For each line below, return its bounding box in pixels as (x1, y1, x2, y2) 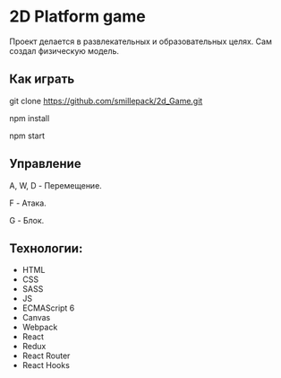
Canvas (21, 312, 51, 323)
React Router (21, 350, 71, 361)
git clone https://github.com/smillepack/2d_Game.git (9, 95, 203, 106)
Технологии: (9, 241, 83, 256)
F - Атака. (9, 198, 47, 208)
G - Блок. (9, 215, 45, 225)
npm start (9, 130, 46, 141)
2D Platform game (9, 6, 146, 27)
